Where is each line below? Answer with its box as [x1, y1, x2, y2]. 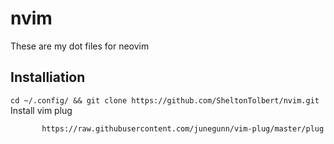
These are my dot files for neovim [10, 40, 150, 52]
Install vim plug [10, 104, 73, 116]
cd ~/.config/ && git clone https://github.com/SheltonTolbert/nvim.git [10, 95, 320, 106]
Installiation [10, 69, 86, 86]
